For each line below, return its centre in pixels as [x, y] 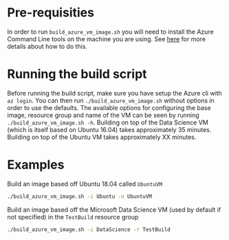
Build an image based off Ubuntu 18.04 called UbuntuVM [85, 184]
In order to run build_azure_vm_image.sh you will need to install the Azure [111, 32]
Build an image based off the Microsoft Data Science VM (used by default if [114, 209]
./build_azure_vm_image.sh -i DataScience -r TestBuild [89, 229]
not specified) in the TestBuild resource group [73, 217]
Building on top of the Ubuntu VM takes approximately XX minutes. [102, 137]
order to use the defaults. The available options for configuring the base [109, 107]
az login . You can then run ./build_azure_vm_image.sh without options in [111, 100]
